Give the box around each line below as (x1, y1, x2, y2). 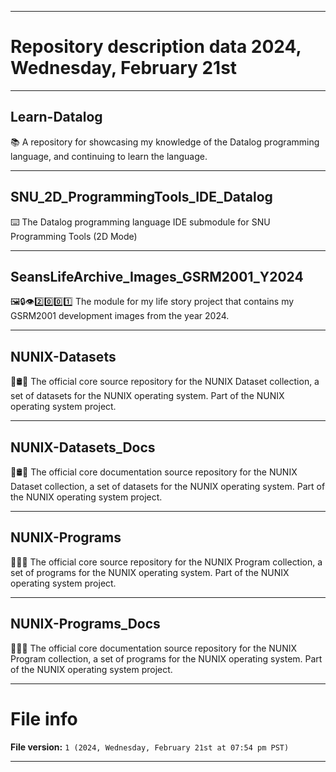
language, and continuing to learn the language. (10, 150, 208, 162)
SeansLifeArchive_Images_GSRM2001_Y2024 (10, 268, 304, 285)
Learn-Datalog (10, 109, 103, 126)
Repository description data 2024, (10, 36, 302, 58)
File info (10, 707, 78, 730)
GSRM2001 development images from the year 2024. (10, 310, 230, 322)
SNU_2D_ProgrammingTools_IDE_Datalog (10, 189, 273, 206)
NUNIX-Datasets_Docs (10, 439, 156, 456)
